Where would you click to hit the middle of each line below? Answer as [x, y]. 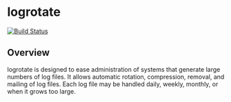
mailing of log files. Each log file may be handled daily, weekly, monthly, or [113, 84]
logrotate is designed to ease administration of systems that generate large [114, 69]
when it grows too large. [41, 91]
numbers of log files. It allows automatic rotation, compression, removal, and [116, 76]
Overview [29, 53]
